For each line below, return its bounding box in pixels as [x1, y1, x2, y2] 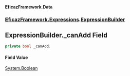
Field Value [5, 54, 28, 60]
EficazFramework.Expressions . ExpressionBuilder [5, 16, 125, 23]
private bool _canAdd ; [5, 44, 51, 49]
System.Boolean [5, 65, 38, 71]
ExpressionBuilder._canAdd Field [5, 31, 108, 39]
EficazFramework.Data [5, 4, 53, 10]
